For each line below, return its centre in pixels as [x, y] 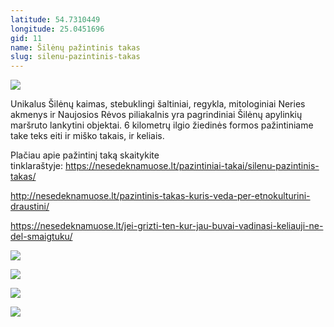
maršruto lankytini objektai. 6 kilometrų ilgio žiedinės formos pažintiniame [162, 125]
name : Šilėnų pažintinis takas [75, 47]
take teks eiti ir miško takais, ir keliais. [87, 136]
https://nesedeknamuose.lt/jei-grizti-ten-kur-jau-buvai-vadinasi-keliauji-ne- [167, 226]
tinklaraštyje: [37, 166]
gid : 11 [26, 38]
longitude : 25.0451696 [57, 29]
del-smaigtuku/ [41, 237]
